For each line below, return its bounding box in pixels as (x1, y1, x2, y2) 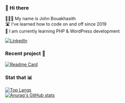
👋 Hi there (5, 4, 30, 11)
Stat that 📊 (5, 74, 33, 81)
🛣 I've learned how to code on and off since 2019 (5, 21, 107, 27)
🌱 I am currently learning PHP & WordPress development (5, 28, 120, 34)
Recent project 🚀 (5, 50, 46, 57)
